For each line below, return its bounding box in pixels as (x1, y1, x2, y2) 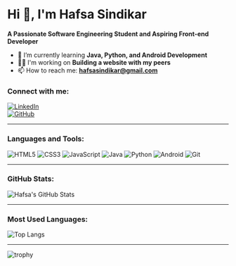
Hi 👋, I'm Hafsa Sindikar (7, 6, 147, 23)
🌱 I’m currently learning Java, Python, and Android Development (17, 51, 208, 59)
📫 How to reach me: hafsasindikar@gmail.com (17, 66, 158, 75)
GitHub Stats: (7, 174, 55, 184)
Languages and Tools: (7, 134, 84, 144)
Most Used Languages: (7, 214, 88, 224)
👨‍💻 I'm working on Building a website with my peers (17, 58, 171, 66)
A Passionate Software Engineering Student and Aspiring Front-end (7, 30, 209, 38)
